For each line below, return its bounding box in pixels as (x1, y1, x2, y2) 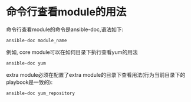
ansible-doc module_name (6, 38, 67, 43)
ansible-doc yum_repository (6, 90, 75, 96)
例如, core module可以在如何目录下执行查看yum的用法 (6, 48, 138, 56)
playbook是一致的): (6, 79, 53, 86)
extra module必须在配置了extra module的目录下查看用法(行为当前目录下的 (6, 71, 186, 78)
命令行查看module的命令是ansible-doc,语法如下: (6, 26, 124, 33)
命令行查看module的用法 (6, 5, 127, 19)
